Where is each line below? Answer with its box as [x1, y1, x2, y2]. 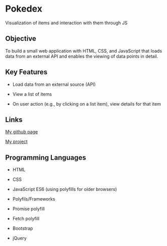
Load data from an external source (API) [12, 81, 96, 87]
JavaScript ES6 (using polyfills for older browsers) [12, 186, 117, 192]
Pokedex [5, 3, 43, 15]
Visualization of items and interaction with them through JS [5, 20, 128, 26]
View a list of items [12, 91, 52, 97]
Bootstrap [12, 225, 33, 231]
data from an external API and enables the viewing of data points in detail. [5, 53, 158, 59]
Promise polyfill [12, 206, 45, 212]
